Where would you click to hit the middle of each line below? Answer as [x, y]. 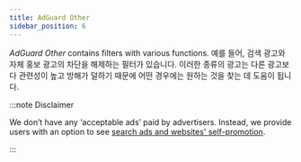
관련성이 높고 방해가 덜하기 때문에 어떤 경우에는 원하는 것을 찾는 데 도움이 [147, 75]
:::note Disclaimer [42, 104]
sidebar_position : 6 [48, 26]
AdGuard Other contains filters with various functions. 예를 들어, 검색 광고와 [147, 53]
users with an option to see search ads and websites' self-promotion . [137, 131]
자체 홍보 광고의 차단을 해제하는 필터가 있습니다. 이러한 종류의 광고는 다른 [137, 64]
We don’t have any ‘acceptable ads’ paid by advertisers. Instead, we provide [150, 121]
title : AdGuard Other [50, 18]
